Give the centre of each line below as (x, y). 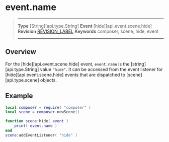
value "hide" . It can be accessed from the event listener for (101, 69)
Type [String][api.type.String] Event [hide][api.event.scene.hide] (85, 26)
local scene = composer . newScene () (43, 112)
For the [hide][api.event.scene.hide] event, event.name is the (67, 64)
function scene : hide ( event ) (37, 121)
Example (19, 96)
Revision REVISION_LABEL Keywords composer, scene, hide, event (88, 31)
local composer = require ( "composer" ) (48, 107)
